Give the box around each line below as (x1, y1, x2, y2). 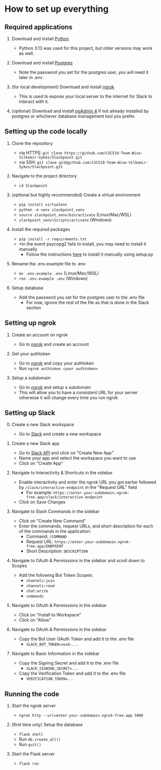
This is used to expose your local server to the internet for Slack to (18, 94, 153, 99)
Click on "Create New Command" (18, 518, 86, 524)
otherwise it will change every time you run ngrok (18, 394, 118, 401)
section (26, 304, 41, 310)
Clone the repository (11, 140, 53, 146)
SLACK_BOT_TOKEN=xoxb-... (26, 642, 79, 647)
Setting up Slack (4, 409, 55, 417)
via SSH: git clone (18, 159, 57, 165)
